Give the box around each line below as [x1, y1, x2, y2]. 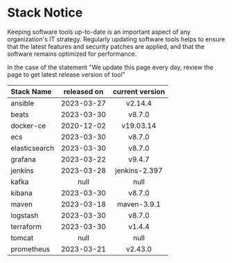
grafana [10, 154, 36, 164]
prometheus [10, 244, 51, 253]
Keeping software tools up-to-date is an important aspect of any [7, 28, 191, 36]
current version [112, 86, 166, 96]
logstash [10, 211, 39, 220]
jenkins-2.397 [115, 166, 163, 175]
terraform [10, 222, 42, 231]
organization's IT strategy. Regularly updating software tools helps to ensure [7, 35, 225, 43]
